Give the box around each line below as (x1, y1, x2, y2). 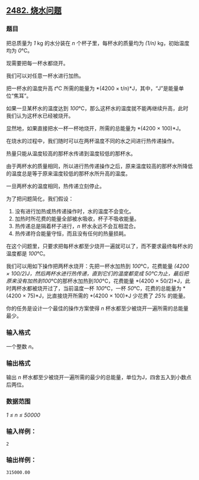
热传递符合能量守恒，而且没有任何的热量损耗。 (14, 230, 129, 237)
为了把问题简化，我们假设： (6, 195, 74, 202)
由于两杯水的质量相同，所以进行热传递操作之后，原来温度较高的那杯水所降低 (6, 162, 193, 169)
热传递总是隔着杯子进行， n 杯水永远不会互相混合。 (14, 222, 139, 229)
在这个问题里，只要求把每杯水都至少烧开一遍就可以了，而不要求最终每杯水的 (6, 242, 193, 249)
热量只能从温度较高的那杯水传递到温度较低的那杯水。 (6, 150, 136, 157)
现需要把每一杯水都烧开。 (6, 59, 69, 66)
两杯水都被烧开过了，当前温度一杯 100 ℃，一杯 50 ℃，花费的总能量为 (11, 284, 182, 292)
